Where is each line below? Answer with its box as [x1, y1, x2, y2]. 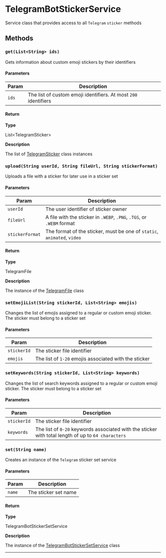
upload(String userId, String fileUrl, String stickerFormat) [5, 163, 158, 169]
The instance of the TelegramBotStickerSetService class [5, 543, 120, 549]
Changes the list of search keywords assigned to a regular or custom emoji [5, 380, 158, 386]
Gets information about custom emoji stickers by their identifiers [5, 59, 136, 65]
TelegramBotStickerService [5, 3, 121, 15]
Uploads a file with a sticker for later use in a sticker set [5, 173, 118, 179]
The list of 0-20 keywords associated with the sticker [35, 425, 157, 432]
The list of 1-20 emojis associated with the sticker [35, 355, 150, 362]
